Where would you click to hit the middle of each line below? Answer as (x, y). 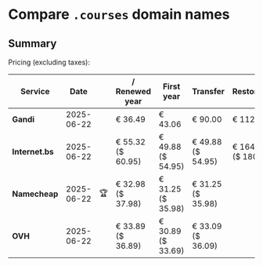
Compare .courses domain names (119, 15)
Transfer (208, 91)
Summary (32, 44)
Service (35, 91)
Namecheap (35, 194)
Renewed (133, 91)
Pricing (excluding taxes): (49, 62)
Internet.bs (33, 152)
